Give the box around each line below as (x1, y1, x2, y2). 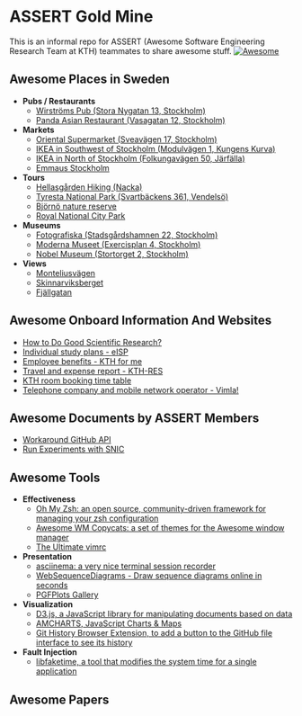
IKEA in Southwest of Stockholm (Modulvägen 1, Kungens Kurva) (35, 143, 276, 154)
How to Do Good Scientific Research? (22, 336, 162, 347)
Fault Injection (22, 647, 78, 658)
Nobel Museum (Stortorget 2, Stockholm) (35, 248, 189, 259)
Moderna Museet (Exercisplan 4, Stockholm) (35, 238, 201, 249)
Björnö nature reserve (35, 201, 117, 211)
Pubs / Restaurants (22, 95, 96, 106)
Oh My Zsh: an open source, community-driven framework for (35, 504, 267, 515)
